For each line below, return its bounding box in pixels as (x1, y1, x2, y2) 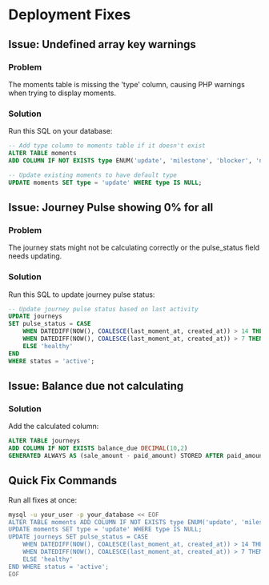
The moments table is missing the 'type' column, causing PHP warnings (8, 79, 246, 89)
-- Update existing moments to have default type (8, 170, 178, 179)
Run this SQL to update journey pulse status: (8, 290, 155, 299)
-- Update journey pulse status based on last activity (8, 305, 199, 313)
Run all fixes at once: (8, 495, 78, 505)
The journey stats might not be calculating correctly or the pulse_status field (8, 242, 260, 253)
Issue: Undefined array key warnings (8, 38, 196, 51)
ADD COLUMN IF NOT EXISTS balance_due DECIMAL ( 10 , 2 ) (8, 444, 188, 453)
